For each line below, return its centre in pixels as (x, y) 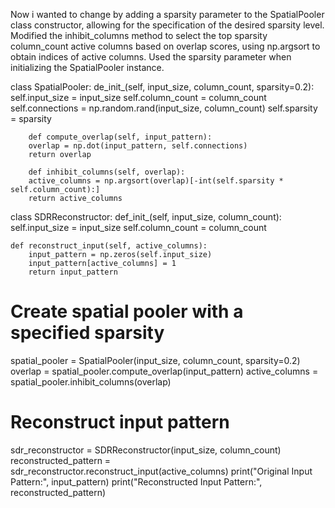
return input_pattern (73, 272)
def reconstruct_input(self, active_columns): (109, 246)
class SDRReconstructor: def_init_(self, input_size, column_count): (146, 217)
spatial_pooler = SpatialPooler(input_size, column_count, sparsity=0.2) (155, 360)
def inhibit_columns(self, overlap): (107, 172)
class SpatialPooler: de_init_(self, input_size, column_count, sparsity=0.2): (162, 87)
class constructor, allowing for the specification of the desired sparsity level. (167, 25)
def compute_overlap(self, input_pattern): (120, 137)
